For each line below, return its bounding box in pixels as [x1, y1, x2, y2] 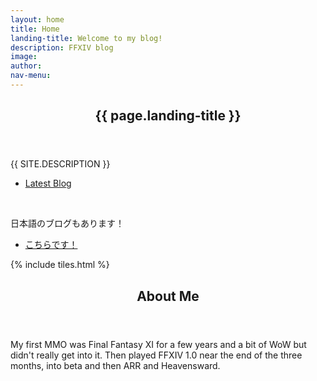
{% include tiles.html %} [10, 259, 110, 271]
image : [10, 52, 38, 62]
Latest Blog [24, 177, 72, 190]
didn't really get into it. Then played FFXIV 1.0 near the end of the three [10, 349, 303, 361]
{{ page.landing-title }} [94, 107, 242, 125]
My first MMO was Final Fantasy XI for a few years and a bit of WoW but [10, 338, 307, 350]
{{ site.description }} [10, 158, 111, 170]
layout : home [10, 14, 65, 25]
